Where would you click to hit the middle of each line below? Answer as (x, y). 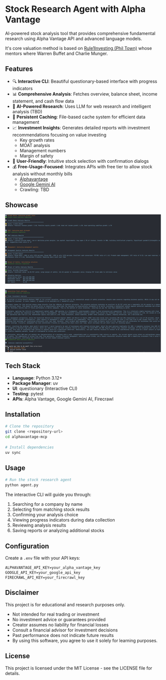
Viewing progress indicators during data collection (63, 520)
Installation (23, 414)
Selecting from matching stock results (51, 510)
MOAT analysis (35, 145)
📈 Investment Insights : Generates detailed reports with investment (81, 128)
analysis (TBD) (27, 111)
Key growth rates (37, 140)
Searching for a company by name (47, 504)
